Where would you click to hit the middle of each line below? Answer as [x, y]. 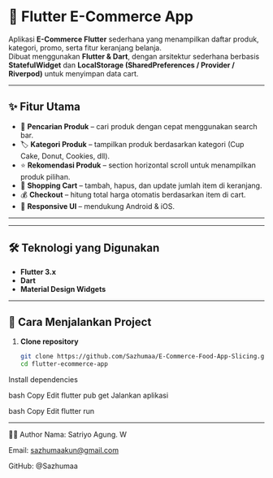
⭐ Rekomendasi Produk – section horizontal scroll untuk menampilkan [138, 165]
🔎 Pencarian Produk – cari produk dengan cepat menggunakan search [139, 126]
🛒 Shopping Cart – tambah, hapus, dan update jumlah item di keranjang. [141, 185]
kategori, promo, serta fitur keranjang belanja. [85, 47]
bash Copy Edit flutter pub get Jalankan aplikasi [89, 395]
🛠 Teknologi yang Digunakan [84, 248]
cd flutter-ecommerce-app [64, 364]
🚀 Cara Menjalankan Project [80, 322]
